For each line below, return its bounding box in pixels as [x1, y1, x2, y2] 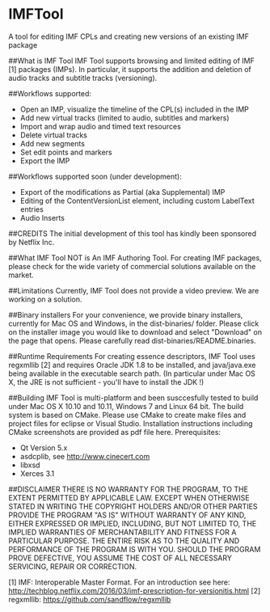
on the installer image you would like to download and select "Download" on [8, 327, 263, 336]
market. [8, 270, 34, 280]
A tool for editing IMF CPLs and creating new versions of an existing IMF [8, 32, 249, 41]
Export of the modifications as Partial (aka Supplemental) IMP [19, 187, 226, 196]
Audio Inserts [19, 213, 65, 222]
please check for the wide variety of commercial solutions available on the [8, 261, 256, 271]
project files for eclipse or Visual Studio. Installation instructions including [8, 418, 253, 428]
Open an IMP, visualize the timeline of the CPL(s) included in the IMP [19, 104, 249, 114]
